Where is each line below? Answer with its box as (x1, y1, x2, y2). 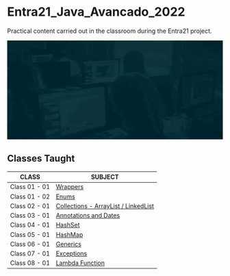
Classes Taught (7, 153, 75, 164)
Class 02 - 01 (10, 201, 50, 210)
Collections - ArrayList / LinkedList (55, 201, 154, 210)
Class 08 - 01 (10, 259, 50, 267)
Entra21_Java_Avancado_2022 (7, 4, 186, 20)
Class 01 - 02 (10, 192, 50, 201)
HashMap (55, 230, 84, 238)
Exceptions (55, 249, 88, 258)
